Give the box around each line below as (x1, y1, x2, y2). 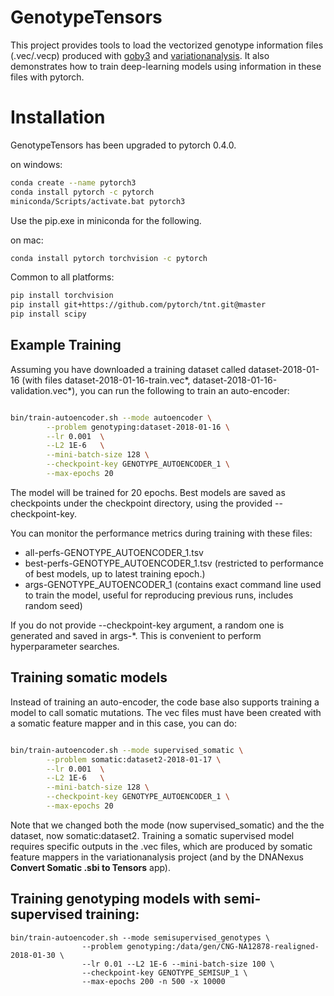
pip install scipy (10, 309, 87, 320)
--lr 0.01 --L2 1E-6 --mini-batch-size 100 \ (81, 959, 275, 969)
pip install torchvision (10, 291, 114, 301)
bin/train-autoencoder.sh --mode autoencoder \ (10, 412, 213, 423)
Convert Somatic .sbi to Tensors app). (10, 861, 172, 873)
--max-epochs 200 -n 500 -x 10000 (81, 976, 226, 986)
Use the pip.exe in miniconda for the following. (10, 214, 202, 226)
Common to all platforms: (10, 271, 115, 283)
